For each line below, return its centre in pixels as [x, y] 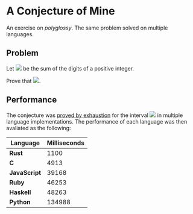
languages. [20, 34]
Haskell [20, 192]
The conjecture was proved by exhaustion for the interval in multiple [95, 115]
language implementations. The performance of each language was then [97, 121]
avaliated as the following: [39, 128]
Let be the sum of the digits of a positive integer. [70, 68]
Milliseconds [65, 143]
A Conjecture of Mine [61, 11]
